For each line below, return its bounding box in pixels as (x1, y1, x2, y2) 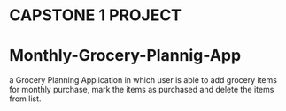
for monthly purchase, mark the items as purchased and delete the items (9, 85, 274, 95)
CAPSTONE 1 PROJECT (9, 5, 182, 26)
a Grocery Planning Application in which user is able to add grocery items (9, 75, 277, 85)
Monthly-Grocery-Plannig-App (9, 46, 242, 66)
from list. (9, 93, 42, 104)
